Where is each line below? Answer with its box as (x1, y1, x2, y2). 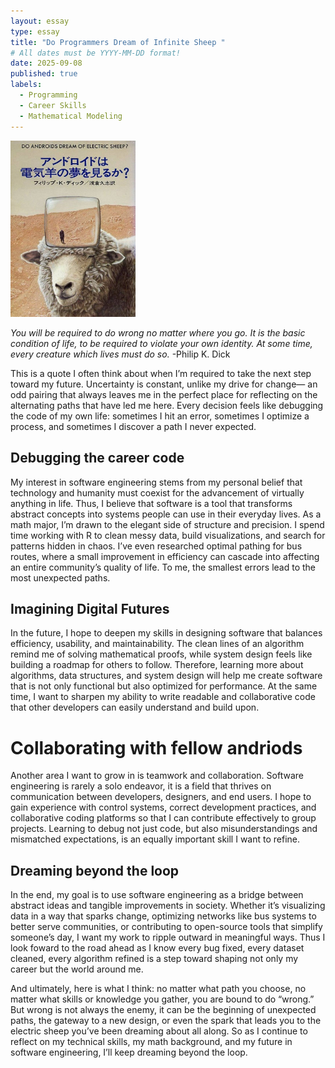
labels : (10, 80, 43, 90)
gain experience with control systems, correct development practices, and (10, 801, 317, 814)
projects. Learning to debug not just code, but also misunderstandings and (10, 823, 318, 835)
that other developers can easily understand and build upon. (10, 701, 260, 714)
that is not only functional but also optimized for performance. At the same (10, 680, 318, 692)
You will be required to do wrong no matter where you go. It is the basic (10, 326, 306, 339)
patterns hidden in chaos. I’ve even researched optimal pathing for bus (10, 540, 303, 552)
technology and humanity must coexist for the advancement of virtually (10, 486, 305, 499)
